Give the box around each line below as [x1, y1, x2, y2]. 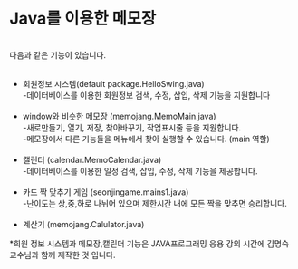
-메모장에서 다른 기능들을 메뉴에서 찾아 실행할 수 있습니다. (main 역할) [22, 133, 270, 144]
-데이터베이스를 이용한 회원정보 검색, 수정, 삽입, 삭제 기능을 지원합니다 [22, 90, 271, 101]
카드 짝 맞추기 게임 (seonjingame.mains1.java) [22, 187, 189, 197]
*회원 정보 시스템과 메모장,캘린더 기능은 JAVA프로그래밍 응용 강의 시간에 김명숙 [9, 237, 290, 249]
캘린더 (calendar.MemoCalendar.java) [22, 154, 162, 165]
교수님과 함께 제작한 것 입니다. [9, 249, 116, 260]
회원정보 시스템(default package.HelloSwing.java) [22, 78, 206, 89]
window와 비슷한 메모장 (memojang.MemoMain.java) [22, 110, 216, 121]
